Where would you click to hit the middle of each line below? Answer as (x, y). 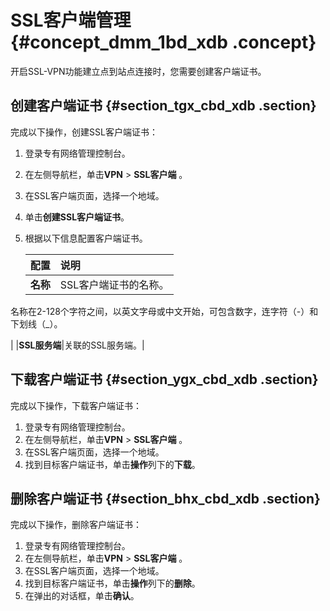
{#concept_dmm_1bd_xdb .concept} (163, 42)
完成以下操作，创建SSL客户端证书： (84, 132)
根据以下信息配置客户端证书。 (86, 238)
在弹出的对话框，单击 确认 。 (82, 596)
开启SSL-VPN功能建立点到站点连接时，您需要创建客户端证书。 (138, 71)
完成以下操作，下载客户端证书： (76, 405)
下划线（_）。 (36, 323)
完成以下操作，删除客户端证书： (76, 525)
